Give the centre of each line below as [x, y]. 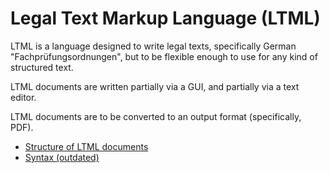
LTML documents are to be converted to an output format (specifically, [156, 116]
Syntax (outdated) [62, 157]
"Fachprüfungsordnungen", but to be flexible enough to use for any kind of [164, 56]
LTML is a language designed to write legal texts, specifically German [153, 46]
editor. [23, 97]
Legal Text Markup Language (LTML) [165, 18]
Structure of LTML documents [86, 146]
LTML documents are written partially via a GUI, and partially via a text [155, 86]
